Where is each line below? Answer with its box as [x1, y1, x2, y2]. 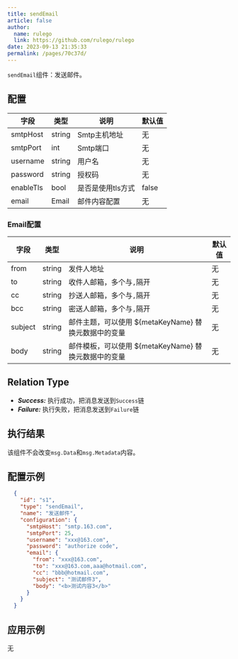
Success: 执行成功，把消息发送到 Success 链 [17, 396, 144, 405]
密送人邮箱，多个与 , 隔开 [68, 303, 151, 313]
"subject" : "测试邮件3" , [33, 576, 102, 583]
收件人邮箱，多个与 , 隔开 [68, 277, 151, 287]
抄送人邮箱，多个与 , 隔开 [68, 290, 151, 300]
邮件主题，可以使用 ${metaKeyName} [68, 317, 193, 327]
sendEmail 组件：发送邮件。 [7, 70, 86, 79]
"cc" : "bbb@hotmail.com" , [33, 569, 110, 576]
